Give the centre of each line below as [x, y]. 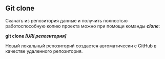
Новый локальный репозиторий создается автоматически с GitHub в [81, 46]
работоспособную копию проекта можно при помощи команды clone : [83, 26]
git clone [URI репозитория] [36, 36]
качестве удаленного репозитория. [44, 51]
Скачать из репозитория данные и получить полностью [67, 20]
